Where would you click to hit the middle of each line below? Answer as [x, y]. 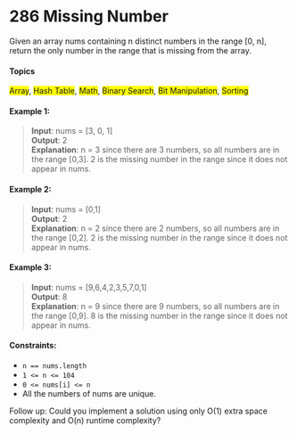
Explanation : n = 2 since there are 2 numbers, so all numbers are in [155, 228]
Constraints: [33, 346]
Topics [22, 71]
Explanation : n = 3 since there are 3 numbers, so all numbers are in [155, 150]
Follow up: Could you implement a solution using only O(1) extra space [138, 411]
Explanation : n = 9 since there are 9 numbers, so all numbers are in [155, 306]
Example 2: [30, 189]
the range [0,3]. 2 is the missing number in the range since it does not [159, 160]
